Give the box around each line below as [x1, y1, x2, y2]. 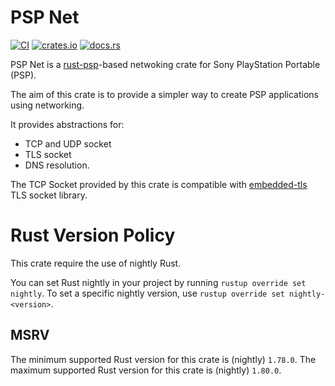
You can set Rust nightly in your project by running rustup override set [10, 276, 307, 288]
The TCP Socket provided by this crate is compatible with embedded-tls [10, 178, 308, 190]
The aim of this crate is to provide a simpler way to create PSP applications [10, 88, 320, 100]
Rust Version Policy [10, 224, 176, 247]
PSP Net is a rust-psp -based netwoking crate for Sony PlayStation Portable [10, 58, 321, 70]
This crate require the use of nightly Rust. [10, 257, 182, 269]
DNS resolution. [24, 159, 90, 171]
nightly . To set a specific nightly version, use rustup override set [10, 287, 285, 299]
